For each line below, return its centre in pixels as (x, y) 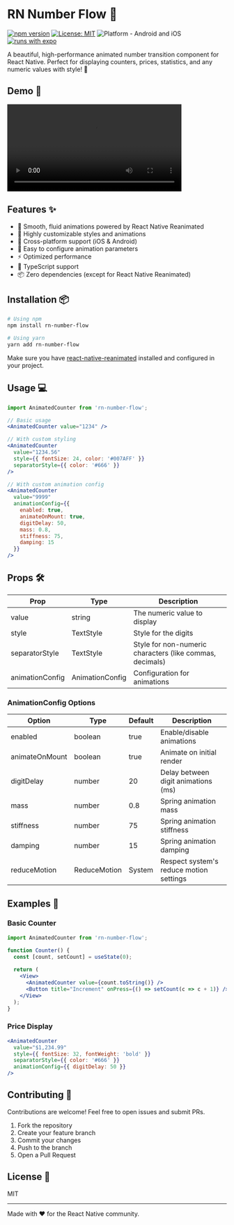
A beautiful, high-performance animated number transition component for (113, 54)
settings (173, 879)
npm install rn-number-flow (48, 326)
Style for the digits (163, 633)
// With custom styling (42, 439)
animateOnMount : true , (53, 516)
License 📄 (29, 1177)
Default (141, 721)
